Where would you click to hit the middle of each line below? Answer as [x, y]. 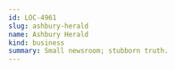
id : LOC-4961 [33, 17]
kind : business [37, 43]
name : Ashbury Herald [49, 34]
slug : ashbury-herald [49, 26]
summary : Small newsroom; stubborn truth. [88, 51]
